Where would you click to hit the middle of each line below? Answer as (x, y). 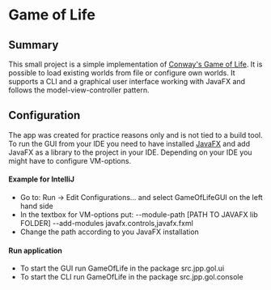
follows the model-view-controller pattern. (79, 90)
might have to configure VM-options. (70, 160)
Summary (34, 45)
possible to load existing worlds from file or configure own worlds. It (122, 73)
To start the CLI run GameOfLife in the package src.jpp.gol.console (132, 277)
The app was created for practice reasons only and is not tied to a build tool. (135, 134)
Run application (36, 250)
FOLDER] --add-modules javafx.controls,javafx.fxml (107, 224)
